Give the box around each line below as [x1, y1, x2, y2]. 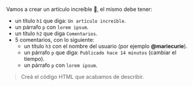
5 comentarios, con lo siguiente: [14, 36, 95, 43]
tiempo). [23, 56, 45, 62]
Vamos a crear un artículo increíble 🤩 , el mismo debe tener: [6, 6, 153, 13]
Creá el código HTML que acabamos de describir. [20, 73, 144, 80]
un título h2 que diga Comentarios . [14, 30, 98, 37]
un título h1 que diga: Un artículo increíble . [14, 17, 126, 24]
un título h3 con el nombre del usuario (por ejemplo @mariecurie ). [23, 42, 188, 50]
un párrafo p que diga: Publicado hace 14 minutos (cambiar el [23, 49, 177, 56]
